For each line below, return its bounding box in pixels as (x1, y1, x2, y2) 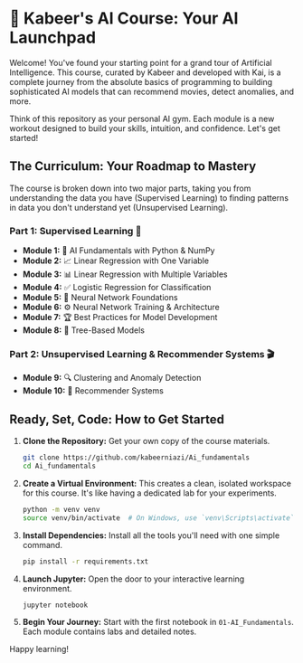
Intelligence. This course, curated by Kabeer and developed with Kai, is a (9, 67, 282, 78)
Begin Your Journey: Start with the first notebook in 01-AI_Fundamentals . (22, 617, 294, 628)
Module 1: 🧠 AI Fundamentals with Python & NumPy (22, 245, 215, 256)
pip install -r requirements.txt (22, 556, 149, 566)
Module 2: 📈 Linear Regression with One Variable (22, 255, 210, 266)
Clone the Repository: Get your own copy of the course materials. (22, 436, 270, 447)
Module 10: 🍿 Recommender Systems (22, 385, 165, 396)
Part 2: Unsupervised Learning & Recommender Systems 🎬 (9, 347, 275, 360)
